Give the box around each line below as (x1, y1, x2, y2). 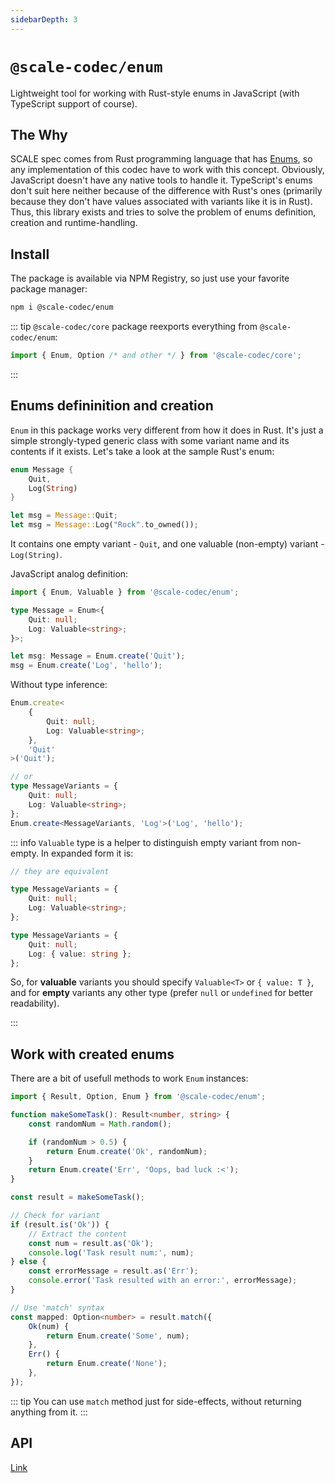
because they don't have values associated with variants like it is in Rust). (10, 196, 313, 208)
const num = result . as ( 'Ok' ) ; (28, 1238, 155, 1248)
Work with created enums (10, 1046, 175, 1063)
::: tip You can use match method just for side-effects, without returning (10, 1395, 302, 1407)
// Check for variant (10, 1211, 101, 1221)
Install (10, 246, 50, 263)
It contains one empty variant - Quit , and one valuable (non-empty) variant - (10, 538, 325, 550)
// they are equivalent (10, 866, 110, 876)
